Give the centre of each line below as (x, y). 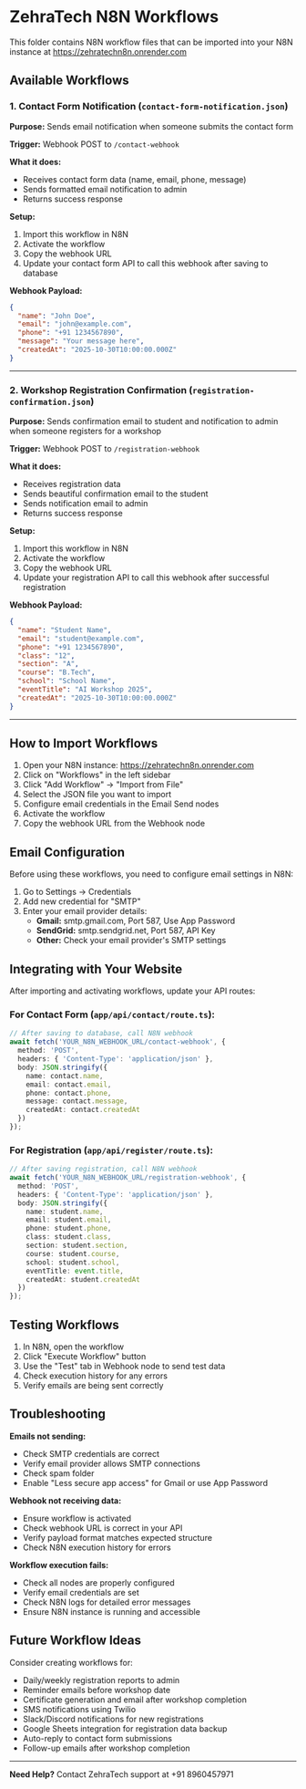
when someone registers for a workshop (86, 432)
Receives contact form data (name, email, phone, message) (134, 179)
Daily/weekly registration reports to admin (101, 1680)
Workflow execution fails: (59, 1565)
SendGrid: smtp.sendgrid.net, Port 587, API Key (126, 931)
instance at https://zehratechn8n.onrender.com (98, 51)
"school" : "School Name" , (67, 681)
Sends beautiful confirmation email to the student (115, 494)
